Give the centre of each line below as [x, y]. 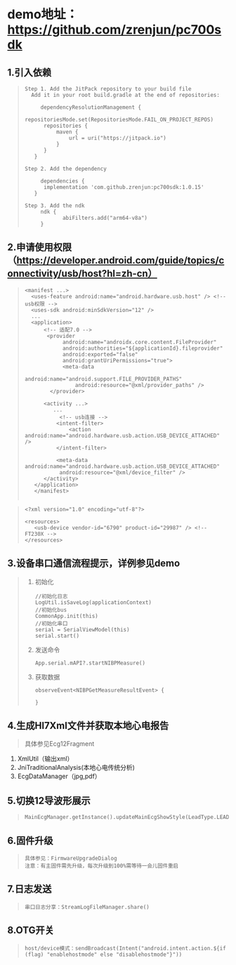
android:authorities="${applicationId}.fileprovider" [143, 348]
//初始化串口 [51, 623]
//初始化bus [51, 610]
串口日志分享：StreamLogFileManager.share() [87, 907]
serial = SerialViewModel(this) [82, 629]
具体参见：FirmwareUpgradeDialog [71, 859]
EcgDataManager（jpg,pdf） [59, 776]
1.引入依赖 [29, 72]
